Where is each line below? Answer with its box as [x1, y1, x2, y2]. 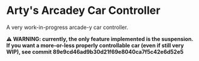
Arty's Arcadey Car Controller [6, 4, 161, 18]
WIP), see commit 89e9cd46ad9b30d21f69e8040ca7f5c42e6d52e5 [6, 48, 184, 55]
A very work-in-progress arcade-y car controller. [6, 24, 129, 31]
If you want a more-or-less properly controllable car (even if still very [6, 42, 184, 49]
